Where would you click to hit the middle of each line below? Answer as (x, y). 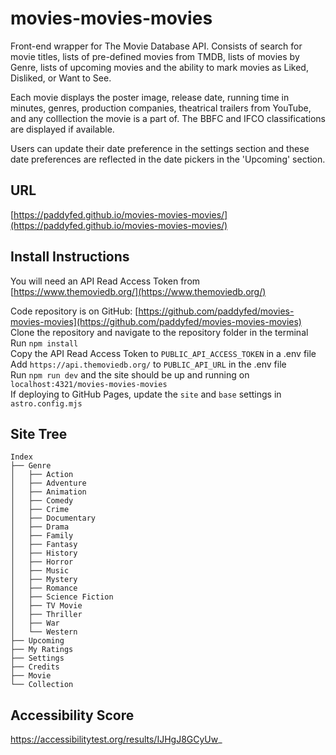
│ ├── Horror (42, 562)
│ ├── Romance (44, 588)
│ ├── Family (42, 536)
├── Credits (35, 667)
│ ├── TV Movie (46, 606)
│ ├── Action (42, 475)
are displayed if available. (62, 129)
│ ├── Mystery (44, 580)
